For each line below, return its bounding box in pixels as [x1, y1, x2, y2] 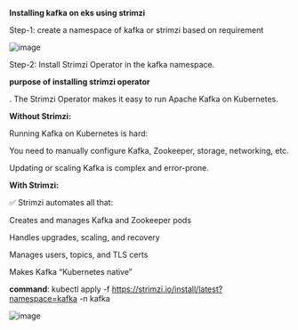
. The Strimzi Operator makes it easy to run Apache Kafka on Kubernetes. [9, 93, 278, 104]
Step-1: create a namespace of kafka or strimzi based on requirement [9, 25, 264, 35]
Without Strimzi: [9, 111, 72, 121]
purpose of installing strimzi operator [9, 76, 150, 87]
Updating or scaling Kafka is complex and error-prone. [9, 163, 209, 173]
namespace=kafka [9, 294, 78, 303]
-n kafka [79, 294, 111, 303]
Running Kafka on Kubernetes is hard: [9, 128, 149, 139]
